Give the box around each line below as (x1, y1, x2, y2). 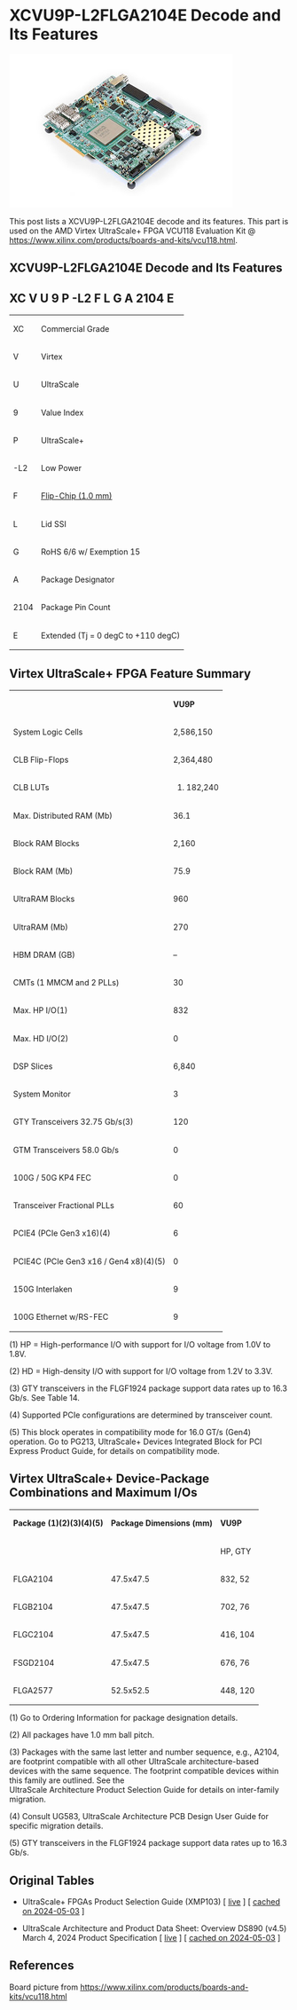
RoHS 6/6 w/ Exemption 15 (41, 546, 141, 557)
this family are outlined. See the (9, 1775, 125, 1786)
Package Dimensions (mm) (110, 1518, 213, 1528)
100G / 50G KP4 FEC (12, 1172, 91, 1182)
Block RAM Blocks (12, 837, 80, 848)
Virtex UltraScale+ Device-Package (9, 1472, 210, 1487)
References (9, 1958, 74, 1974)
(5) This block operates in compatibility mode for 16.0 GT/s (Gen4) (9, 1426, 251, 1437)
